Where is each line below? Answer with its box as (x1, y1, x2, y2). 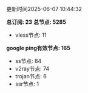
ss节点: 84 (15, 58, 42, 64)
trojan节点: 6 (15, 73, 47, 80)
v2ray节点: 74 (15, 65, 50, 72)
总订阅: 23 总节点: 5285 (6, 18, 67, 26)
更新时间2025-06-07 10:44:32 (6, 6, 82, 12)
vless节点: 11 (15, 31, 47, 39)
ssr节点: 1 (15, 80, 39, 87)
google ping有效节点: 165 (6, 45, 71, 51)
